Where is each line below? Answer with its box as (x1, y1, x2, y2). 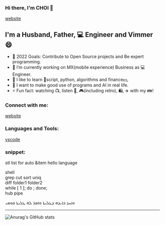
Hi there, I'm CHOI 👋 (5, 4, 54, 11)
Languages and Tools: (5, 125, 59, 132)
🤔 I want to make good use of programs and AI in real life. (12, 82, 129, 88)
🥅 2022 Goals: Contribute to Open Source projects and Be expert (12, 54, 144, 59)
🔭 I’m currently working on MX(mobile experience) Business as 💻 (12, 64, 145, 70)
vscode (5, 136, 21, 142)
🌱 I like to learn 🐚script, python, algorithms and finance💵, (12, 77, 129, 83)
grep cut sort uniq (5, 174, 42, 180)
